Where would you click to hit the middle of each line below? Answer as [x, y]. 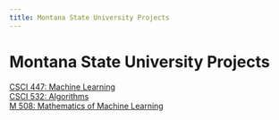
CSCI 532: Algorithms [49, 96]
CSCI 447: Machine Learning [63, 87]
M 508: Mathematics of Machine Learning [86, 106]
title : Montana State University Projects [89, 17]
